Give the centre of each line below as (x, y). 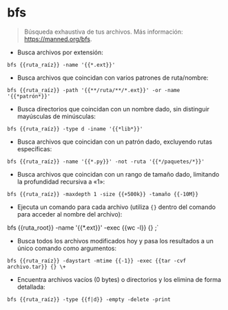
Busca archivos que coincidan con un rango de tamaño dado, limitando (118, 174)
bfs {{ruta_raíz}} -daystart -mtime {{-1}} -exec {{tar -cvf (97, 261)
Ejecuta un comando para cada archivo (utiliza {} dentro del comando (116, 207)
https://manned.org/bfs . (58, 38)
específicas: (34, 148)
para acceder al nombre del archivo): (70, 214)
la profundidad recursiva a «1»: (61, 181)
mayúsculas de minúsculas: (56, 116)
